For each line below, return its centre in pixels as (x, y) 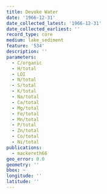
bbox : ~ (16, 170)
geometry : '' (23, 165)
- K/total (24, 91)
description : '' (27, 52)
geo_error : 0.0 (26, 159)
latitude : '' (23, 182)
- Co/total (26, 137)
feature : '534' (26, 46)
